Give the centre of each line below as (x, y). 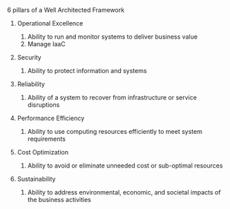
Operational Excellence (50, 23)
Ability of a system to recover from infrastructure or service (112, 97)
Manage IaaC (46, 44)
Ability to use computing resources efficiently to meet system (115, 131)
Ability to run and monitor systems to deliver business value (113, 37)
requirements (46, 139)
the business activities (59, 200)
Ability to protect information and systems (87, 71)
